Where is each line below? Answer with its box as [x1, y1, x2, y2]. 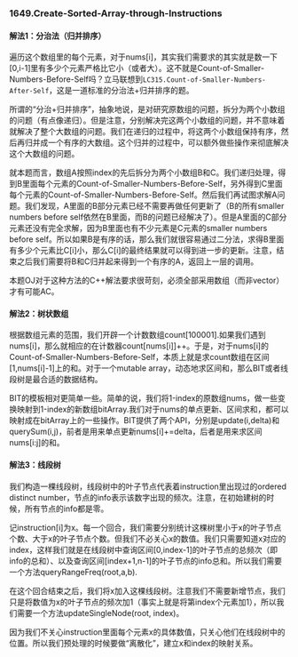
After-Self [9, 87, 50, 96]
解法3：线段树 [9, 459, 62, 469]
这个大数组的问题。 [9, 148, 80, 159]
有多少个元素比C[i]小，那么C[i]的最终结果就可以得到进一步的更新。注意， [9, 245, 277, 256]
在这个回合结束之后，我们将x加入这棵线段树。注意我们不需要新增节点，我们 [9, 585, 286, 596]
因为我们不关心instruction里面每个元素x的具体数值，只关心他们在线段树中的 [9, 626, 286, 637]
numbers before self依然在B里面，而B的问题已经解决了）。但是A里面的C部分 [9, 212, 287, 222]
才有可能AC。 [9, 286, 59, 297]
